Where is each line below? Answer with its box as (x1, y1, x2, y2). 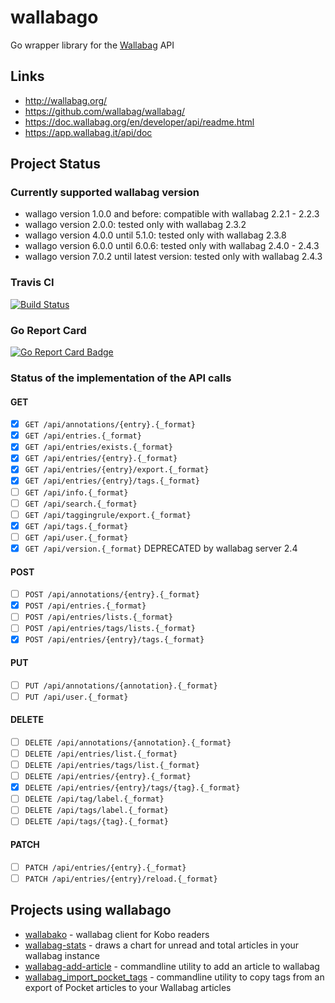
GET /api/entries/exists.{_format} (24, 442, 174, 453)
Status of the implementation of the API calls (10, 371, 232, 385)
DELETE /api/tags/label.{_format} (24, 806, 169, 816)
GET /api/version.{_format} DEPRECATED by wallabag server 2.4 (24, 542, 298, 554)
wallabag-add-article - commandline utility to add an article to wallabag (24, 960, 320, 972)
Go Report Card (10, 323, 87, 337)
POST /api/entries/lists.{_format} (24, 612, 174, 623)
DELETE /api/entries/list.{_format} (24, 749, 178, 760)
